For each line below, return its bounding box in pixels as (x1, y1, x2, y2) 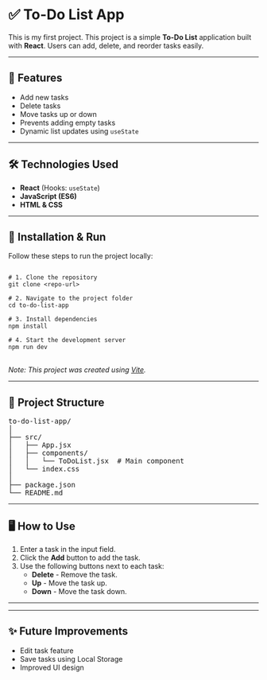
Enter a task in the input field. (19, 545, 116, 554)
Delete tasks (19, 101, 61, 111)
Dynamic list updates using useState (19, 126, 139, 136)
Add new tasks (19, 92, 69, 102)
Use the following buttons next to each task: (19, 561, 164, 570)
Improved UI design (19, 663, 85, 672)
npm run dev (8, 344, 48, 352)
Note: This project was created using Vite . (8, 365, 146, 375)
